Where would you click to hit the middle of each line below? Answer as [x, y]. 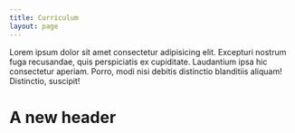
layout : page [34, 26]
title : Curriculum [44, 18]
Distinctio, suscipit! [45, 81]
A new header [63, 117]
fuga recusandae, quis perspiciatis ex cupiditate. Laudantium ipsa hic [138, 62]
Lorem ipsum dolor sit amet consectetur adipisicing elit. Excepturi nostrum [148, 52]
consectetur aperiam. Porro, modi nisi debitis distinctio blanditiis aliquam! [146, 71]
